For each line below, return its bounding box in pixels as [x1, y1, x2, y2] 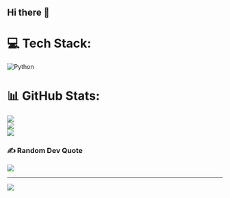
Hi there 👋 [7, 7, 50, 18]
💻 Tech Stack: [7, 36, 92, 51]
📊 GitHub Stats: [7, 88, 101, 103]
